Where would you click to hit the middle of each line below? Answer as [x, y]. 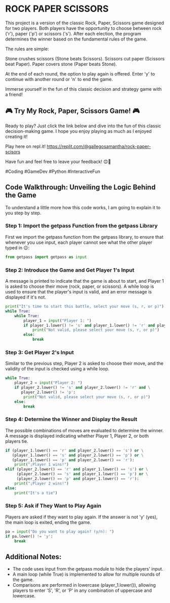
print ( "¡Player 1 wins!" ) [42, 465]
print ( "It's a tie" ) [36, 493]
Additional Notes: [33, 557]
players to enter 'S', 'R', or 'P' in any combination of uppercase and [82, 590]
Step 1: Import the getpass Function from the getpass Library [81, 226]
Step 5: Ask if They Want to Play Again [53, 506]
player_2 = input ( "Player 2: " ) [48, 383]
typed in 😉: [17, 248]
